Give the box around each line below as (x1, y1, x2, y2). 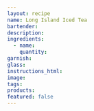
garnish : (7, 55, 32, 62)
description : (7, 29, 45, 37)
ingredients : (7, 36, 45, 43)
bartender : (7, 23, 38, 30)
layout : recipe (7, 10, 51, 17)
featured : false (7, 94, 54, 101)
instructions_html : (7, 68, 63, 74)
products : (7, 87, 36, 94)
